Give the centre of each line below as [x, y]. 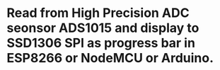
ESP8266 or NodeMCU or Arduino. [110, 58]
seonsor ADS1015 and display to [103, 28]
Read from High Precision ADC [98, 13]
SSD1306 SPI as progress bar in [101, 43]
